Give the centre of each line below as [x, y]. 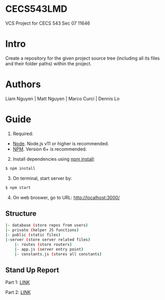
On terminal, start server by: [43, 178]
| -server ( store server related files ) [48, 239]
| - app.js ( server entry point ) [49, 249]
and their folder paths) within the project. [49, 63]
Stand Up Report [32, 270]
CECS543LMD [36, 9]
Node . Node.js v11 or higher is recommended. [61, 143]
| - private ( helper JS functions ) [42, 230]
